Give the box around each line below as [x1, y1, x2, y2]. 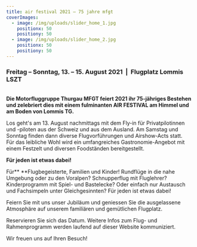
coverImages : [6, 14, 39, 20]
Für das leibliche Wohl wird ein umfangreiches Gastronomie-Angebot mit [6, 138, 185, 146]
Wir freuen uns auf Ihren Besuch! [6, 235, 88, 242]
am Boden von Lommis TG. [6, 108, 75, 115]
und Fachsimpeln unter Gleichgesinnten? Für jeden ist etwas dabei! [6, 187, 171, 195]
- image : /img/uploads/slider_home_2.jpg [11, 37, 116, 43]
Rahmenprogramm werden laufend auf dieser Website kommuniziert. [6, 223, 176, 231]
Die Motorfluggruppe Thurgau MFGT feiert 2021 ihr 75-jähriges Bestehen [6, 95, 192, 103]
